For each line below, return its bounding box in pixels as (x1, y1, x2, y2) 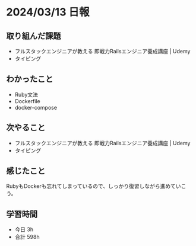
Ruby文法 (14, 91, 39, 98)
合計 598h (14, 234, 40, 241)
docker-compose (14, 104, 58, 111)
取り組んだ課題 (6, 31, 61, 41)
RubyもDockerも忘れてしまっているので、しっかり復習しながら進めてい (6, 183, 181, 190)
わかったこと (6, 74, 53, 84)
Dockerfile (14, 97, 40, 104)
